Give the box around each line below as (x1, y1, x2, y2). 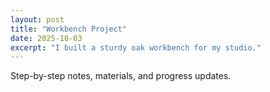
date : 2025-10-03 (10, 33, 83, 43)
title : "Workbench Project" (10, 24, 128, 34)
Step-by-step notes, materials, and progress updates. (10, 70, 232, 82)
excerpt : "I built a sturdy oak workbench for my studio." (10, 42, 262, 53)
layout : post (10, 14, 65, 25)
